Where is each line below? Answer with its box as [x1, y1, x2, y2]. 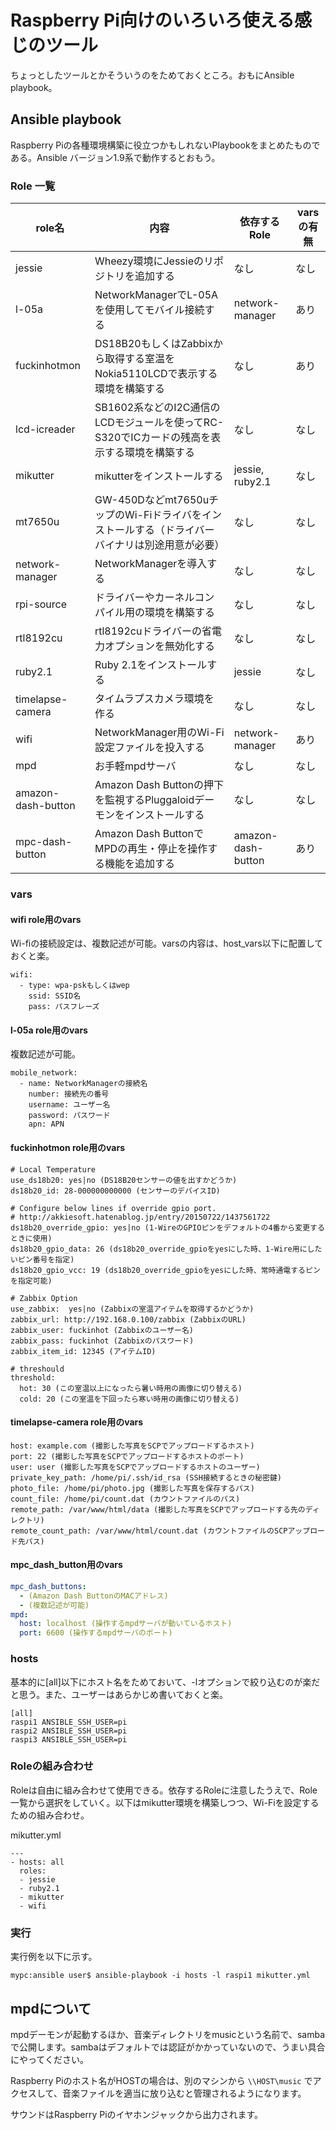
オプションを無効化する [104, 639, 215, 653]
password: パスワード [28, 1111, 111, 1121]
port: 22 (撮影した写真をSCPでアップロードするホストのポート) [10, 1451, 245, 1461]
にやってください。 [10, 2053, 89, 2065]
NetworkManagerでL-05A [94, 288, 219, 302]
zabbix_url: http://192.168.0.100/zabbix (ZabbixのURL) [10, 1314, 247, 1325]
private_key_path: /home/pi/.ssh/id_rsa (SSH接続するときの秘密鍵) [10, 1472, 282, 1483]
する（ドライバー [134, 523, 215, 537]
